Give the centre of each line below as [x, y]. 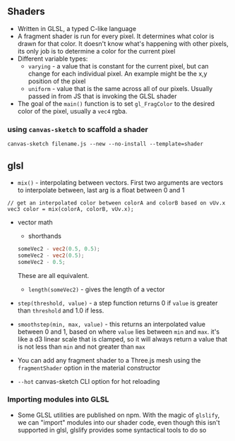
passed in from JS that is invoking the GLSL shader [102, 96]
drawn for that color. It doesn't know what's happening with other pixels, [123, 43]
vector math [35, 222]
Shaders [26, 12]
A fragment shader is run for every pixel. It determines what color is [116, 36]
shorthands [45, 236]
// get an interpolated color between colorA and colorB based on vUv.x [116, 203]
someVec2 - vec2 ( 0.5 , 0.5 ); [59, 249]
